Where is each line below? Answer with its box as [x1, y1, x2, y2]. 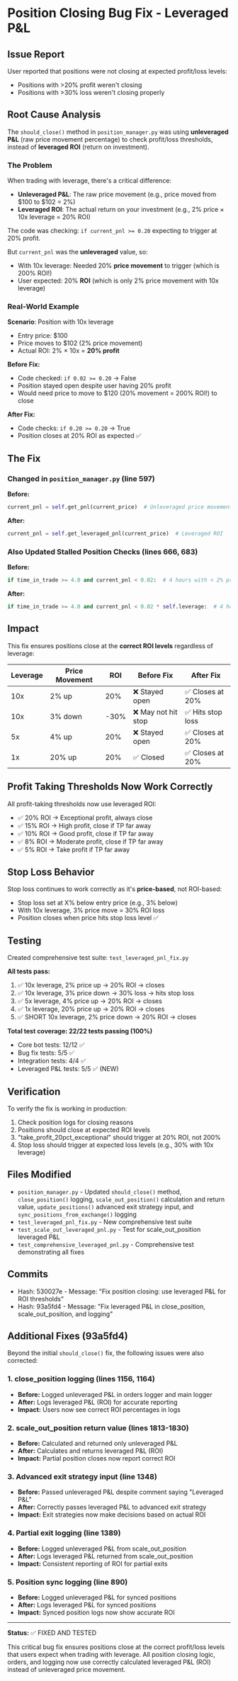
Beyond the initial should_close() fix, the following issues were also [7, 1349, 204, 1357]
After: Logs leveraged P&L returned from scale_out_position [17, 1551, 193, 1560]
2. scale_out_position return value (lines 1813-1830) [7, 1422, 189, 1432]
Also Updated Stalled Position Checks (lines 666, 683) [7, 547, 198, 557]
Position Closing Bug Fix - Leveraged [7, 5, 229, 21]
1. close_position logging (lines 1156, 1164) [7, 1374, 156, 1384]
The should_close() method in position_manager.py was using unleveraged [7, 128, 229, 136]
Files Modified [7, 1169, 72, 1181]
